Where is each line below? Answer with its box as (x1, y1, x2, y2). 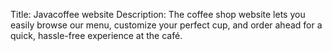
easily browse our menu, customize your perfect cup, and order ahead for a (10, 19, 323, 31)
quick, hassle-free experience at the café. (10, 30, 183, 41)
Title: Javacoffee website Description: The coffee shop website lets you (10, 9, 306, 20)
